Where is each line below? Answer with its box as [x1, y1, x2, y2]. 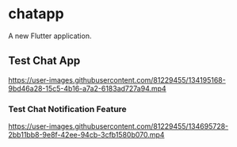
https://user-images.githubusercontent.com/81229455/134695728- [8, 122, 229, 131]
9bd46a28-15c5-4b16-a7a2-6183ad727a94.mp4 [8, 83, 166, 93]
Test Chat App [8, 54, 81, 68]
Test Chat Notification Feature [8, 103, 127, 114]
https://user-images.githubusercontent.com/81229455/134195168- [8, 75, 226, 84]
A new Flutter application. [8, 31, 92, 41]
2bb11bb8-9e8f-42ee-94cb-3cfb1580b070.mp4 [8, 130, 165, 140]
